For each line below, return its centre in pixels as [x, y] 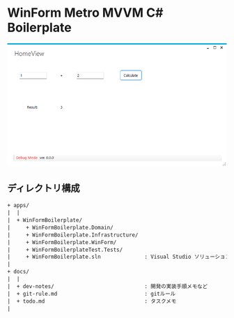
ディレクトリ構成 [44, 188]
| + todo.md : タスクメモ [92, 301]
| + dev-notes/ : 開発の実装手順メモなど [108, 286]
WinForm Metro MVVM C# [85, 13]
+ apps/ [18, 206]
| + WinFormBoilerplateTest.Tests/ [65, 250]
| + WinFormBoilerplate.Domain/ [60, 227]
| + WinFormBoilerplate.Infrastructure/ [73, 235]
